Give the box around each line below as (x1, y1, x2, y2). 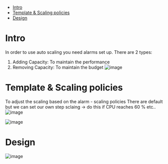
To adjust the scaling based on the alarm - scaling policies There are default (5, 98, 163, 105)
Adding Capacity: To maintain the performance (12, 59, 110, 65)
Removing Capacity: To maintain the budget (12, 64, 104, 70)
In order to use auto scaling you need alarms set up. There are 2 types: (5, 49, 152, 55)
